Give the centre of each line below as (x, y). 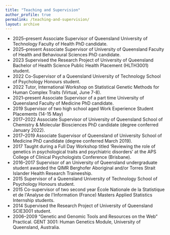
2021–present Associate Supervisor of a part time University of (78, 98)
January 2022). (29, 130)
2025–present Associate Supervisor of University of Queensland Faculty (88, 49)
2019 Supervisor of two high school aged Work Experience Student (83, 109)
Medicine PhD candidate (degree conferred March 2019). (72, 141)
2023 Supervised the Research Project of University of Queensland (83, 60)
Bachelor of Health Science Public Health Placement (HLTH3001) (80, 65)
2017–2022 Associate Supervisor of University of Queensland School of (88, 119)
